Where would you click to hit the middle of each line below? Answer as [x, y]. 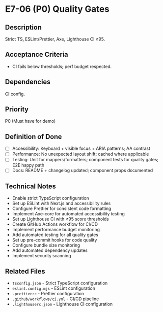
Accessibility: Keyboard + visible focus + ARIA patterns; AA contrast [81, 148]
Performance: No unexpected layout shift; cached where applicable [81, 154]
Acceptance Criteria [37, 54]
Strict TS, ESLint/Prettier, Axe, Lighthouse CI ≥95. [55, 39]
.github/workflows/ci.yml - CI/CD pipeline [55, 299]
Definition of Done [34, 137]
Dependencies [28, 82]
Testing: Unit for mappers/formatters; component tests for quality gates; [85, 160]
